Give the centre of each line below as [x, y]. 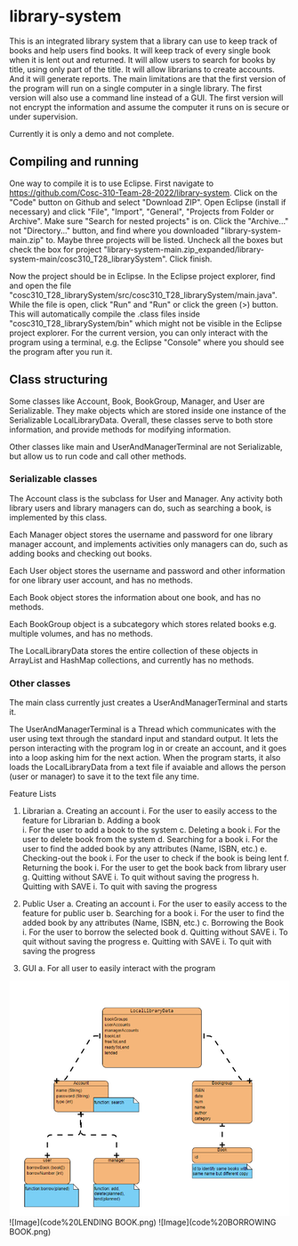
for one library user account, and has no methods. [101, 580]
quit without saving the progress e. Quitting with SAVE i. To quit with [147, 942]
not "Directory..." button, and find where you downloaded [114, 230]
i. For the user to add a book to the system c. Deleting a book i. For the [151, 830]
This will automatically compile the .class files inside [105, 314]
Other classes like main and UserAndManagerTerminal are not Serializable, [146, 446]
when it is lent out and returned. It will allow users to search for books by [142, 60]
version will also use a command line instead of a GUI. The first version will [146, 97]
